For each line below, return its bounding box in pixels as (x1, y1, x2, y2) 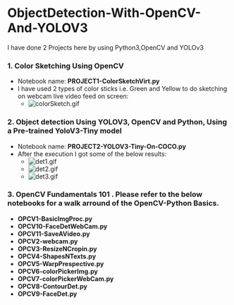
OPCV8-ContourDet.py (17, 282, 88, 290)
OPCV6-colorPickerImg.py (17, 267, 99, 275)
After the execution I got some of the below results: (17, 150, 167, 158)
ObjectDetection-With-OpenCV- (7, 5, 202, 21)
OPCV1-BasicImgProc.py (17, 214, 93, 223)
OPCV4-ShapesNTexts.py (17, 252, 97, 261)
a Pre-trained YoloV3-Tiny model (7, 126, 122, 136)
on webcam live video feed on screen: (17, 92, 129, 100)
